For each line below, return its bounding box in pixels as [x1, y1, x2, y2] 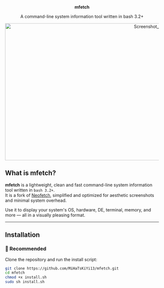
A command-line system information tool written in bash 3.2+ [20, 14, 144, 19]
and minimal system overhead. [5, 197, 67, 203]
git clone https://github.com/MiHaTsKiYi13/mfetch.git [5, 266, 119, 271]
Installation [5, 231, 40, 239]
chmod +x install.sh [5, 275, 47, 280]
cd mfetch [5, 270, 25, 275]
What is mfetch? [5, 169, 56, 177]
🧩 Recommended [5, 246, 46, 252]
